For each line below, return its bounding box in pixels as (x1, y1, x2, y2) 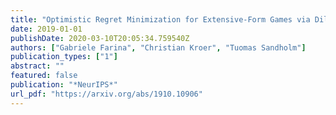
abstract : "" (10, 61, 65, 71)
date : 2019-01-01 (10, 24, 83, 34)
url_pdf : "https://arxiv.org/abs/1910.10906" (10, 89, 203, 99)
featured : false (10, 71, 78, 81)
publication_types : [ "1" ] (10, 52, 118, 62)
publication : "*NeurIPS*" (10, 80, 118, 90)
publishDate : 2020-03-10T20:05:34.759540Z (10, 33, 190, 43)
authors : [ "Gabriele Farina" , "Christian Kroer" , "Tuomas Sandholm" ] (10, 42, 307, 53)
